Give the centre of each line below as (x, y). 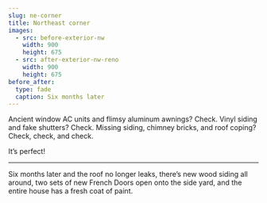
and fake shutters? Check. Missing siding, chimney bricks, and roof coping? (132, 128)
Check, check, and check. (51, 136)
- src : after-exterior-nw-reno (67, 60)
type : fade (33, 89)
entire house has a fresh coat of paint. (71, 191)
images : (21, 30)
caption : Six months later (60, 97)
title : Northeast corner (49, 23)
